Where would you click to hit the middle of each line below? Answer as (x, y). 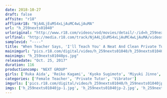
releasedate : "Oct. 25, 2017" (37, 60)
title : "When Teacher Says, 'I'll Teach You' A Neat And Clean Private (81, 47)
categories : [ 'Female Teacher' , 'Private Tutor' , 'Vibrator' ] (71, 79)
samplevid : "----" (24, 42)
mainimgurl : (17, 51)
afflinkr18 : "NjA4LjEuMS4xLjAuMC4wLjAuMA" (50, 24)
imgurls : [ (16, 83)
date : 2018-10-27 (23, 10)
